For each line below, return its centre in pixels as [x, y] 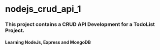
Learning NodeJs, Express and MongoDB [48, 42]
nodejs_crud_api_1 [43, 9]
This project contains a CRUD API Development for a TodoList [80, 25]
